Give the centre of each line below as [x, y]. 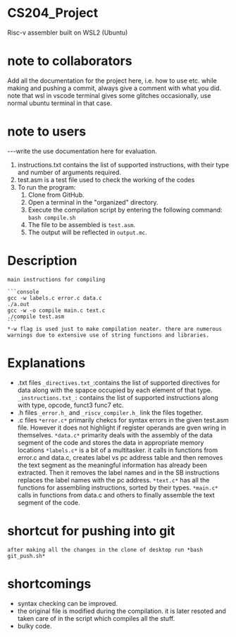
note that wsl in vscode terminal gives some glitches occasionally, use [109, 95]
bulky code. [35, 626]
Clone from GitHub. [56, 195]
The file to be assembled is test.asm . [82, 224]
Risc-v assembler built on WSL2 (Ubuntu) [68, 32]
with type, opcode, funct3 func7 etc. [71, 405]
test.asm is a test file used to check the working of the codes [106, 180]
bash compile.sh [52, 218]
